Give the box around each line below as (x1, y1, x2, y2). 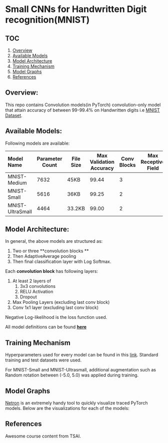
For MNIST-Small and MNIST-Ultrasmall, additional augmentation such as (5, 367, 156, 373)
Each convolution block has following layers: (5, 268, 98, 274)
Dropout (19, 294, 37, 300)
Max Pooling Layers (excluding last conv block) (12, 299, 110, 305)
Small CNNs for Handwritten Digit (5, 4, 147, 15)
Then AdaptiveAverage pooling (12, 253, 76, 259)
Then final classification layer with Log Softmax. (12, 259, 111, 265)
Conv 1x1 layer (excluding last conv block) (12, 304, 99, 311)
